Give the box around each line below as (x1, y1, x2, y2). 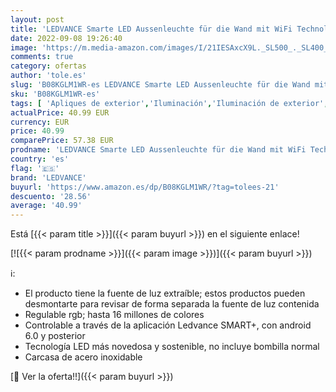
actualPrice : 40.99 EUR (10, 107, 110, 118)
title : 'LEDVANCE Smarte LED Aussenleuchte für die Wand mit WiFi (10, 24, 293, 34)
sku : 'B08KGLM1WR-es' (10, 89, 101, 99)
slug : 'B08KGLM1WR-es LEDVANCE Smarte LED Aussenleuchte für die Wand (10, 80, 311, 90)
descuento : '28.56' (10, 191, 92, 201)
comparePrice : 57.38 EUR (10, 136, 114, 146)
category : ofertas (10, 61, 87, 71)
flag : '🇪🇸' (10, 163, 60, 173)
